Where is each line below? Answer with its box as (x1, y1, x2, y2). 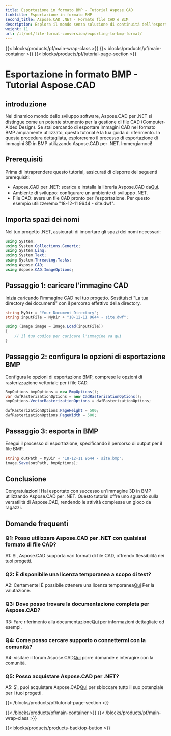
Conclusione (5, 474, 47, 483)
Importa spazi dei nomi (5, 215, 80, 224)
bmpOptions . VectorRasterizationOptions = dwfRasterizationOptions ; (5, 399, 152, 404)
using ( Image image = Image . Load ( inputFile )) (5, 324, 103, 329)
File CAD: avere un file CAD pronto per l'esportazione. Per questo (12, 195, 150, 201)
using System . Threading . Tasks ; (5, 257, 72, 263)
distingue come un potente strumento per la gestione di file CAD (5, 118, 140, 125)
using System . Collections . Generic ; (5, 243, 81, 248)
